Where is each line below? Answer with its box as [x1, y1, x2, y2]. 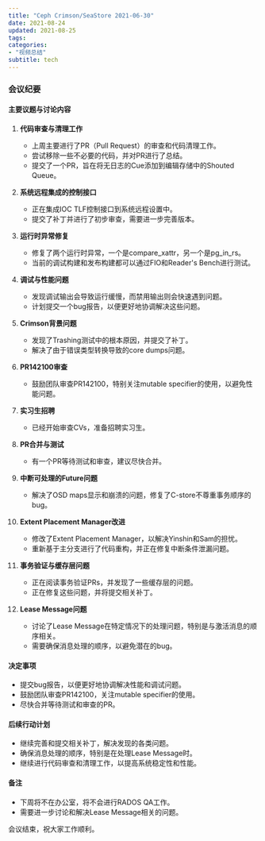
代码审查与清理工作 [19, 124, 83, 133]
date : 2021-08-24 [8, 19, 66, 27]
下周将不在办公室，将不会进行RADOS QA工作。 [19, 797, 175, 807]
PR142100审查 [19, 362, 68, 372]
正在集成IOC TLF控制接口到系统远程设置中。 [31, 204, 177, 214]
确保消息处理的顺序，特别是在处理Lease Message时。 [19, 748, 197, 758]
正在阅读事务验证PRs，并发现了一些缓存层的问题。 [31, 577, 198, 587]
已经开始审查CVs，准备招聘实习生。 [31, 422, 150, 432]
